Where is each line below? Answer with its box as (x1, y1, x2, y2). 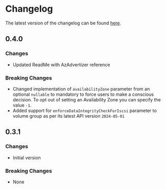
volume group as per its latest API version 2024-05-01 (12, 113, 125, 119)
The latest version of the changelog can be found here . (5, 20, 122, 26)
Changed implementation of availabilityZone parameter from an (12, 86, 150, 92)
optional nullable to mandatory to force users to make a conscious (12, 91, 154, 97)
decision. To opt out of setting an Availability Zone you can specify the (12, 96, 161, 102)
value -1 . (12, 102, 32, 108)
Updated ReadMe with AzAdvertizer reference (12, 62, 110, 68)
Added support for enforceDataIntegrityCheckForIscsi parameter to (12, 107, 157, 114)
